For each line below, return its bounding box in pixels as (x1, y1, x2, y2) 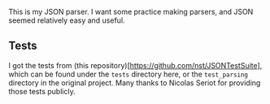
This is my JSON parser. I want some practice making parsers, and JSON (8, 7, 254, 16)
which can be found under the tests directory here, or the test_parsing (8, 69, 249, 79)
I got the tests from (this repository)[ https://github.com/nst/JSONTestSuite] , (8, 60, 263, 70)
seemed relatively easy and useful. (8, 15, 125, 25)
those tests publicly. (8, 86, 76, 96)
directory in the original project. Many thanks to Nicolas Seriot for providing (8, 77, 261, 88)
